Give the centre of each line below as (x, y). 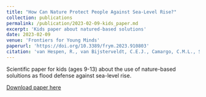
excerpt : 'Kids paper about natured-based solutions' (77, 29)
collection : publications (39, 18)
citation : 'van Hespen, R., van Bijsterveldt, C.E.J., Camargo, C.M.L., (101, 52)
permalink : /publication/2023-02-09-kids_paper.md (72, 23)
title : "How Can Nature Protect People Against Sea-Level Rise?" (91, 12)
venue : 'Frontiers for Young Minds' (53, 40)
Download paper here (34, 87)
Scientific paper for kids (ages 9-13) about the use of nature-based (91, 69)
